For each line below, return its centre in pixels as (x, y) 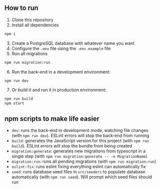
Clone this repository (32, 19)
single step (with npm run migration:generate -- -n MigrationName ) (79, 156)
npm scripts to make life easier (52, 119)
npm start (15, 104)
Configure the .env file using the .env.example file (61, 48)
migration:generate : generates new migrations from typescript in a (79, 151)
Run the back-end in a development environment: (61, 72)
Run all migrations (30, 54)
